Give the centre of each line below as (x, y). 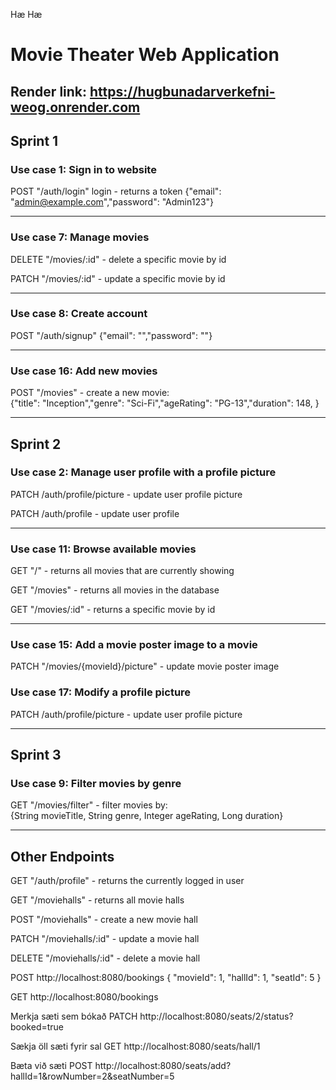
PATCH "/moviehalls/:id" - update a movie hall (105, 939)
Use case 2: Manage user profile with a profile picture (143, 472)
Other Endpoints (62, 856)
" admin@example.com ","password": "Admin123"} (112, 202)
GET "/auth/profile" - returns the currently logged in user (127, 881)
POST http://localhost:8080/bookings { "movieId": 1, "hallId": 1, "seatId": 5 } (166, 978)
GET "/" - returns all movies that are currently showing (122, 571)
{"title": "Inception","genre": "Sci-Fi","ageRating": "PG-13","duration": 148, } (165, 403)
